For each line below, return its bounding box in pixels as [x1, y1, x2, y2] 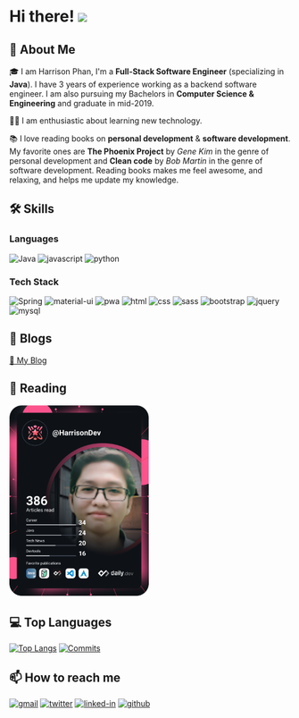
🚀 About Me [9, 42, 76, 57]
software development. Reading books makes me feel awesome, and [9, 165, 263, 175]
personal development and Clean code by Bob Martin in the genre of [9, 156, 263, 166]
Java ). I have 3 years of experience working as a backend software [9, 79, 257, 89]
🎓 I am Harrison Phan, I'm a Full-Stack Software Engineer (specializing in [9, 66, 285, 77]
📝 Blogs [9, 331, 53, 346]
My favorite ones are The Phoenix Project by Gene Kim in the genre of [9, 146, 270, 156]
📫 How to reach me [9, 670, 121, 685]
